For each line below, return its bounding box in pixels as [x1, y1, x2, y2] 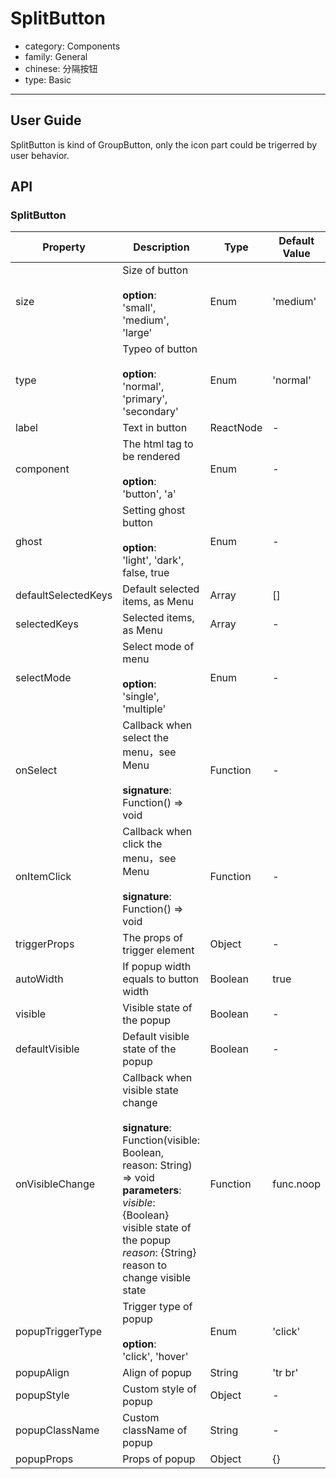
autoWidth [15, 972, 64, 986]
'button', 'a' [122, 487, 177, 501]
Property [42, 240, 86, 254]
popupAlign [15, 1366, 70, 1380]
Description [133, 240, 190, 254]
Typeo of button [122, 342, 198, 356]
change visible [122, 1271, 191, 1285]
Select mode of [122, 640, 195, 654]
